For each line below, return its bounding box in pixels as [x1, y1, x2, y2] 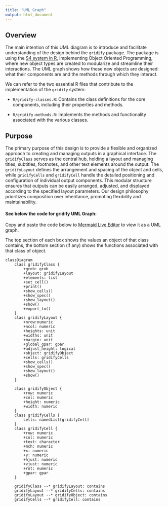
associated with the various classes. [12, 117, 89, 123]
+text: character [23, 440, 60, 445]
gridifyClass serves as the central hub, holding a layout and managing [5, 156, 153, 162]
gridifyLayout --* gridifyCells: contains [14, 488, 105, 493]
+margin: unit [23, 338, 53, 343]
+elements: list [23, 275, 58, 280]
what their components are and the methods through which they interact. [5, 71, 158, 78]
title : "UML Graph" [5, 7, 47, 13]
